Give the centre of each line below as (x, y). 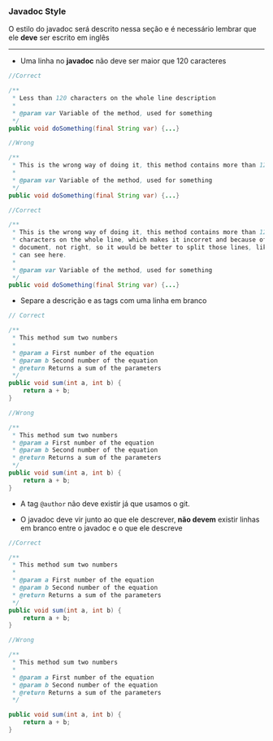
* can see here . (39, 255)
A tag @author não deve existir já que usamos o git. (105, 503)
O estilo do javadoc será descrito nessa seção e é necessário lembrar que (132, 29)
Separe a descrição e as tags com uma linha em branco (113, 301)
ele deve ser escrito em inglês (59, 37)
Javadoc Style (37, 11)
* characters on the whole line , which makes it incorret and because (134, 240)
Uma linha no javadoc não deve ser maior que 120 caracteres (123, 61)
